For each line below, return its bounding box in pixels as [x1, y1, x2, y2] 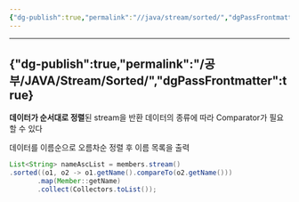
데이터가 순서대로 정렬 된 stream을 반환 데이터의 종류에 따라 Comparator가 [9, 112, 268, 123]
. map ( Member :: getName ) [36, 177, 122, 186]
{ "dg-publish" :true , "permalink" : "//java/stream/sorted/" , [9, 12, 229, 22]
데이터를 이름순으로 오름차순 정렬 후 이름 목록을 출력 [9, 142, 190, 153]
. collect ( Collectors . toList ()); [36, 185, 158, 194]
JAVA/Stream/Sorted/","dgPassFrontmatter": [24, 73, 283, 89]
